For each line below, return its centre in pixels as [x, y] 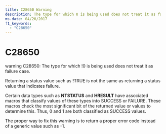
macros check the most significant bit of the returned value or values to [78, 106]
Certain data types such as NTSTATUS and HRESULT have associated [77, 96]
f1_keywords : [19, 23]
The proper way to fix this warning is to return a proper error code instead [80, 121]
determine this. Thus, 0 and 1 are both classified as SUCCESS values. [76, 111]
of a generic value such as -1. [35, 126]
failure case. [18, 71]
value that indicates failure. [33, 86]
